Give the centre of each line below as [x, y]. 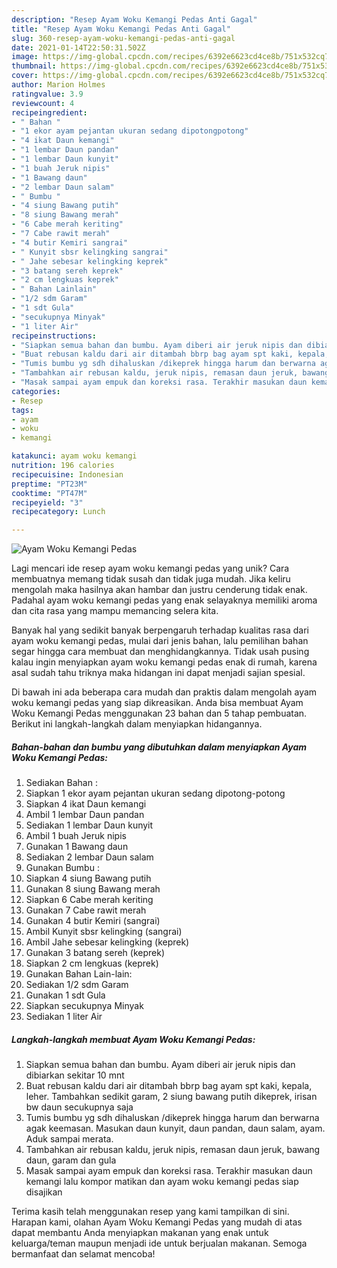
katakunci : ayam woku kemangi [74, 456]
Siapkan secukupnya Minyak [84, 1006]
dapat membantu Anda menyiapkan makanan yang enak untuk [140, 1233]
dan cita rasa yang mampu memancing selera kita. [115, 611]
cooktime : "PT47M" [49, 493]
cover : [25, 76]
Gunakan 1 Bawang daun [77, 847]
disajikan [44, 1192]
